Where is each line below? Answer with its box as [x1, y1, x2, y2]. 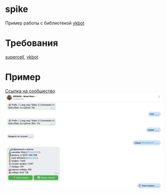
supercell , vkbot [5, 54, 38, 60]
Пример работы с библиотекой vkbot [5, 20, 85, 26]
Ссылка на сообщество [5, 88, 55, 94]
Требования [5, 37, 58, 49]
